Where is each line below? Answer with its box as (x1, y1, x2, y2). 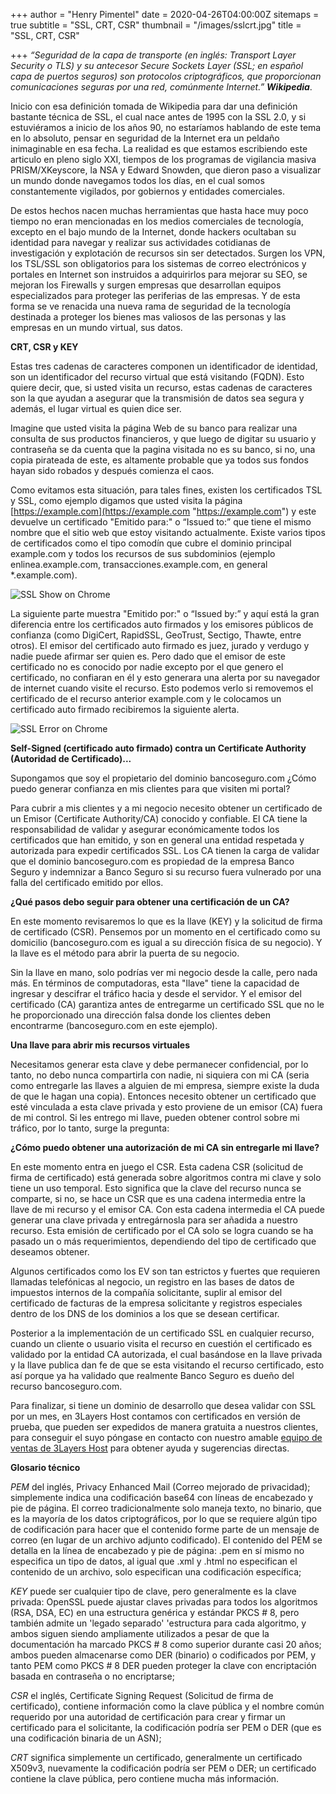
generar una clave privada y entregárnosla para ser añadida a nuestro (10, 1214, 298, 1226)
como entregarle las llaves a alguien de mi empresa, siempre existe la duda (10, 1080, 320, 1091)
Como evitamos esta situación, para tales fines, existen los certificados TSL (10, 484, 323, 496)
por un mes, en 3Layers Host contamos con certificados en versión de (10, 1410, 301, 1422)
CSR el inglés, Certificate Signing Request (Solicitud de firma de (10, 1690, 274, 1701)
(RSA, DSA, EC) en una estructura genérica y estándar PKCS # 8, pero (10, 1607, 300, 1618)
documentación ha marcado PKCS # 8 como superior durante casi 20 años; (10, 1639, 322, 1650)
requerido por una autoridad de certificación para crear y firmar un (10, 1711, 286, 1723)
